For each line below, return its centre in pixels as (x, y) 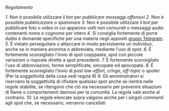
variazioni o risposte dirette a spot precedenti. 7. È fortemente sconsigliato (82, 60)
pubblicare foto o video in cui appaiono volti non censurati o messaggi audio (84, 28)
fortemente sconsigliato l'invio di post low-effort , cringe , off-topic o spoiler (82, 71)
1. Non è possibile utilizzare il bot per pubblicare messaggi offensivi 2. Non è (84, 17)
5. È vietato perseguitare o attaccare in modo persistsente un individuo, (79, 44)
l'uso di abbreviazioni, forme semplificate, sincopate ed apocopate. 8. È (79, 65)
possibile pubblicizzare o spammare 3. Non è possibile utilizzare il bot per (82, 22)
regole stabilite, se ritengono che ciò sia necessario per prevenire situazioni (83, 87)
